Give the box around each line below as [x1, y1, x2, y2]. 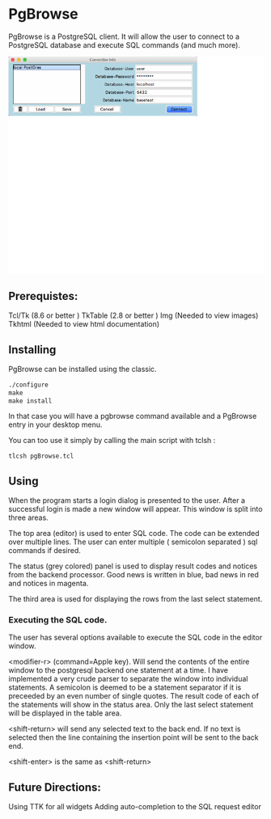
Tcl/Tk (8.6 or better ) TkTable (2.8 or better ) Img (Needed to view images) [8, 310, 259, 320]
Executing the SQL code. [8, 614, 108, 625]
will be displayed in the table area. [8, 708, 122, 718]
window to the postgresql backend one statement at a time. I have [8, 665, 229, 675]
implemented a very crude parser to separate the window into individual [8, 674, 248, 684]
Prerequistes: [8, 289, 78, 303]
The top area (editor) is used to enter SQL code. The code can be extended [8, 529, 260, 538]
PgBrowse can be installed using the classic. [8, 365, 157, 374]
